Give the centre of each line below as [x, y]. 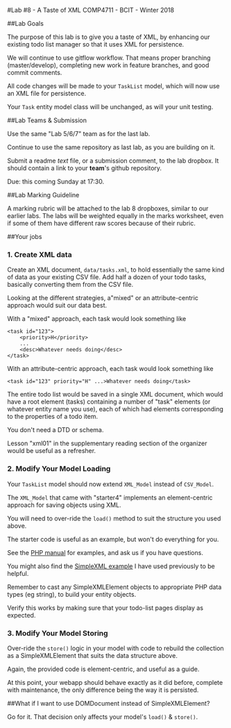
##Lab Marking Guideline [43, 195]
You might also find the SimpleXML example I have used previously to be [111, 566]
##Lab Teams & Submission [47, 120]
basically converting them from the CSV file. [70, 285]
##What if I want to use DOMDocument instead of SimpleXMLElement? [109, 703]
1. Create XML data [40, 254]
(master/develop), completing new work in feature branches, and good [108, 65]
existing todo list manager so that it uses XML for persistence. [96, 44]
